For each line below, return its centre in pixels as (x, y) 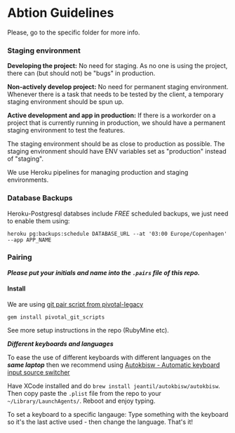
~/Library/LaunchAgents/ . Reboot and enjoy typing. (81, 401)
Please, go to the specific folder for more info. (74, 32)
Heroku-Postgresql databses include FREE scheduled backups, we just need (118, 213)
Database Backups (40, 198)
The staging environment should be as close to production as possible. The (116, 144)
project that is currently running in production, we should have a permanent (116, 123)
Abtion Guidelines (61, 13)
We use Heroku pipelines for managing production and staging (98, 173)
